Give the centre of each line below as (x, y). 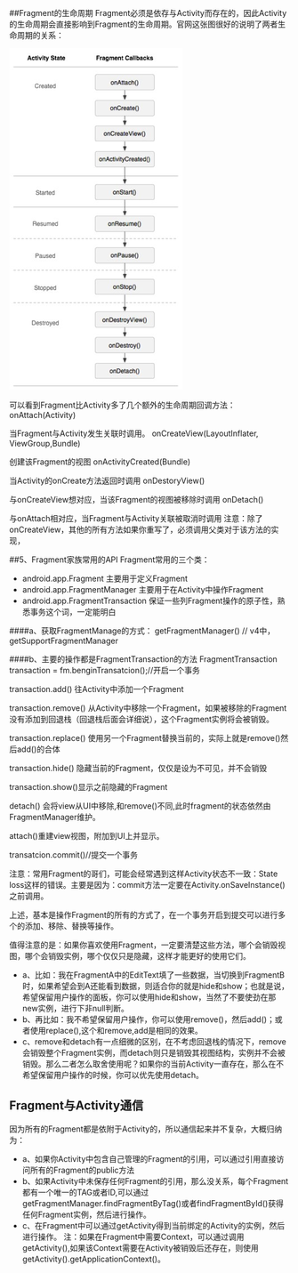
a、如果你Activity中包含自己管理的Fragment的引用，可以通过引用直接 (149, 1158)
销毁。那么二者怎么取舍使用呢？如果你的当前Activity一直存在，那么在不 (153, 1064)
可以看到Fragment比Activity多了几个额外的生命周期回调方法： (122, 405)
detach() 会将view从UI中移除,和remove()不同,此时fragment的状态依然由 (140, 806)
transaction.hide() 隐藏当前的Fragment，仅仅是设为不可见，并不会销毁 (138, 768)
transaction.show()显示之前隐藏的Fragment (89, 787)
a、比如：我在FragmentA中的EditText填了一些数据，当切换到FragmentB (153, 975)
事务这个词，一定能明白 (73, 612)
